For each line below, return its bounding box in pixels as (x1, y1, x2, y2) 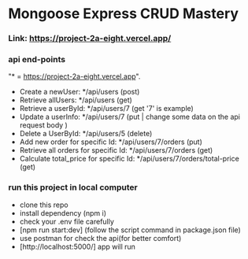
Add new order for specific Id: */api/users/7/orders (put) (19, 137, 203, 146)
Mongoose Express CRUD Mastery (8, 5, 239, 23)
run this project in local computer (8, 182, 138, 193)
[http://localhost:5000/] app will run (19, 242, 136, 251)
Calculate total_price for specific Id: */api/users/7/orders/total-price (19, 154, 240, 164)
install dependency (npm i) (19, 208, 107, 217)
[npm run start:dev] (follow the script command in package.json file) (19, 225, 242, 235)
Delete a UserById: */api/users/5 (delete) (19, 129, 153, 139)
